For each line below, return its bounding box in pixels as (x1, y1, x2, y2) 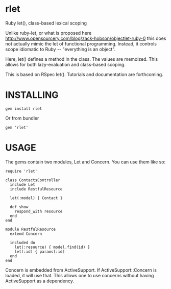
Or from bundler (5, 115, 39, 121)
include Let (10, 182, 36, 187)
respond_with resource (14, 209, 63, 214)
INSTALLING (5, 89, 59, 101)
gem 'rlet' (5, 125, 29, 130)
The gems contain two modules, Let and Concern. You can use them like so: (5, 159, 166, 165)
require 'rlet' (5, 168, 38, 174)
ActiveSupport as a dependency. (5, 278, 74, 284)
